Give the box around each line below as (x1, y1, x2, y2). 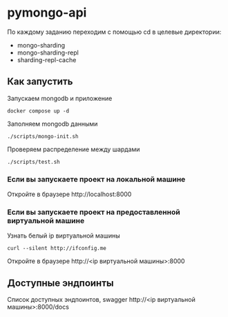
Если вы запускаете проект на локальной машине (7, 174, 186, 184)
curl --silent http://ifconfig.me (7, 245, 107, 252)
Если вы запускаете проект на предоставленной (7, 207, 181, 217)
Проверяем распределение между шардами (7, 145, 140, 153)
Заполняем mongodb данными (7, 119, 98, 128)
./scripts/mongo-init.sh (7, 133, 79, 140)
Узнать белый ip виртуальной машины (7, 231, 121, 240)
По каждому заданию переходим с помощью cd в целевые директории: (7, 28, 222, 36)
